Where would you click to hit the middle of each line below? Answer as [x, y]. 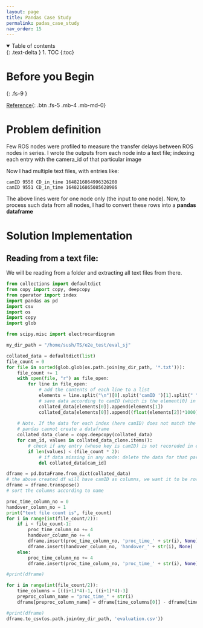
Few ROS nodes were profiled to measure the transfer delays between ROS [100, 146]
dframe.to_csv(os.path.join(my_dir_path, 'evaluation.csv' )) [85, 619]
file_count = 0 [25, 361]
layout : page [23, 12]
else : [24, 552]
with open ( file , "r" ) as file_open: [63, 379]
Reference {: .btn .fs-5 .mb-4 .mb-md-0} [56, 105]
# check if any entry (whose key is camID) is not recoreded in [111, 446]
